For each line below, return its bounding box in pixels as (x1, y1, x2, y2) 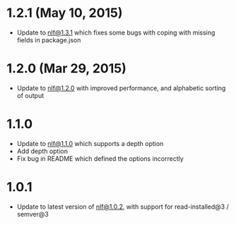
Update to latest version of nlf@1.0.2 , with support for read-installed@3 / (16, 202, 229, 211)
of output (16, 91, 44, 99)
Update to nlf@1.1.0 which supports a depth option (16, 139, 164, 147)
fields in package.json (16, 35, 81, 44)
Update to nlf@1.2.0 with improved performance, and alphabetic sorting (16, 83, 226, 92)
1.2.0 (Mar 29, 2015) (6, 61, 126, 77)
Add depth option (16, 147, 69, 155)
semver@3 (16, 209, 49, 218)
